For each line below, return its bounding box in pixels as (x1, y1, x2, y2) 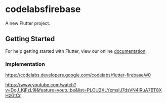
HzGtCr (5, 92, 21, 98)
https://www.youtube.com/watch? (5, 82, 76, 88)
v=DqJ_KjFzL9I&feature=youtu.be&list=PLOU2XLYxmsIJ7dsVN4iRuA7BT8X (5, 87, 162, 93)
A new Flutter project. (5, 20, 51, 26)
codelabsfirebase (5, 4, 81, 15)
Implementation (5, 60, 46, 67)
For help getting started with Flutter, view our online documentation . (5, 48, 147, 54)
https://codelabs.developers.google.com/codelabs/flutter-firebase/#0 (5, 72, 151, 78)
